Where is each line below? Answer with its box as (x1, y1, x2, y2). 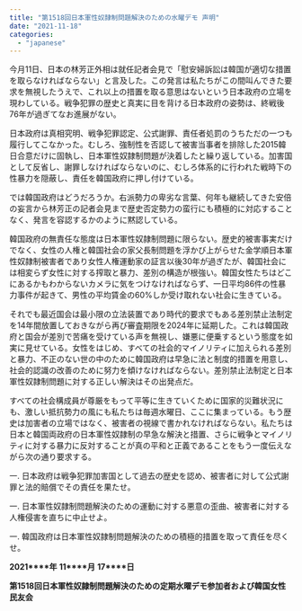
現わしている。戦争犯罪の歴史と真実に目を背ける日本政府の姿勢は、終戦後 (9, 98, 285, 109)
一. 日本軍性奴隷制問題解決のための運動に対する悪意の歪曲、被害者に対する (9, 500, 289, 512)
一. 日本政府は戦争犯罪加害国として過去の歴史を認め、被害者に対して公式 (9, 471, 281, 482)
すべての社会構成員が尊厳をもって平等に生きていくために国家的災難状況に (9, 395, 284, 406)
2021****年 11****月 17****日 (9, 562, 135, 572)
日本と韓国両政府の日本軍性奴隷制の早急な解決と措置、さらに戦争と (9, 429, 262, 440)
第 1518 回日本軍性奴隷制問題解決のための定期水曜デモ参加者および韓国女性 (9, 580, 286, 591)
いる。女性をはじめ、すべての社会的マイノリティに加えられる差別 (48, 342, 292, 353)
